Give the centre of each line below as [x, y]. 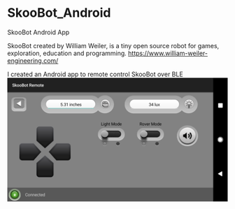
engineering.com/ [33, 60]
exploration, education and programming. [67, 53]
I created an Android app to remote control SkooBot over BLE [95, 74]
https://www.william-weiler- [168, 53]
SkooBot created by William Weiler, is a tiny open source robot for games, [113, 45]
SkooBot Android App [38, 32]
